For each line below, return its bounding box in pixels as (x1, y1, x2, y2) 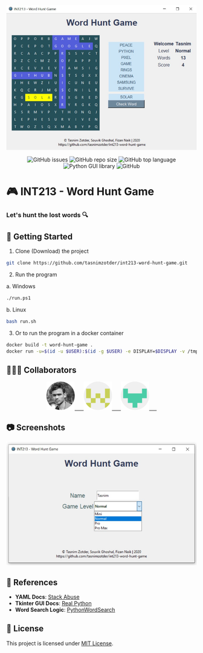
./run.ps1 (6, 295, 31, 301)
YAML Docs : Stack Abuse (14, 593, 80, 600)
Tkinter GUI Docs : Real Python (14, 599, 92, 606)
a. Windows (6, 283, 36, 290)
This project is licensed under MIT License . (6, 640, 114, 647)
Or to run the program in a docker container (14, 330, 124, 337)
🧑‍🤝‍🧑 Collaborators (6, 365, 77, 375)
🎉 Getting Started (6, 232, 73, 242)
